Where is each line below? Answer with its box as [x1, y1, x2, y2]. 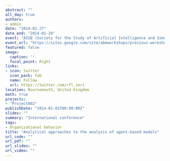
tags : [5, 120, 17, 125]
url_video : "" [5, 148, 35, 153]
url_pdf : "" [5, 139, 30, 144]
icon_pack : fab [10, 73, 42, 78]
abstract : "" [5, 7, 33, 13]
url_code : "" [5, 134, 33, 139]
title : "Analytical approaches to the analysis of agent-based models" [5, 129, 159, 134]
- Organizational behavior [5, 125, 62, 130]
